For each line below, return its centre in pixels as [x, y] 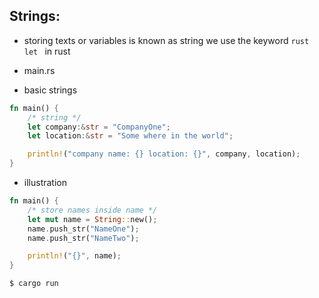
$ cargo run [34, 284]
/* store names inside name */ [92, 210]
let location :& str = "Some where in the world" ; [130, 136]
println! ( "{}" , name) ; [74, 256]
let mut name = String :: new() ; [92, 219]
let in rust [47, 51]
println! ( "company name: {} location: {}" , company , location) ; [164, 154]
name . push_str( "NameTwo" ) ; [83, 238]
